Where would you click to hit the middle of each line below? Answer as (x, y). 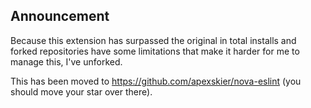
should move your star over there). (81, 91)
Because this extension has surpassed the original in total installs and (153, 40)
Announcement (60, 16)
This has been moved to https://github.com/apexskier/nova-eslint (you (156, 81)
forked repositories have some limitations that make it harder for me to (155, 51)
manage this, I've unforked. (66, 61)
